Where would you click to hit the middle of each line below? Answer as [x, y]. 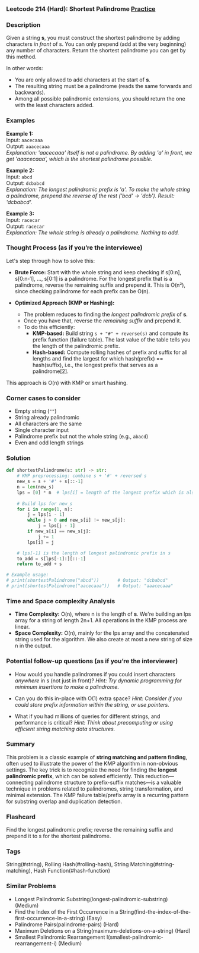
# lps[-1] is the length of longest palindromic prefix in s [94, 553]
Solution [19, 458]
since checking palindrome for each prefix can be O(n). [82, 291]
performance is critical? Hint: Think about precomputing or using [94, 722]
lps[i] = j [41, 542]
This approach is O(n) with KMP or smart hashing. [67, 383]
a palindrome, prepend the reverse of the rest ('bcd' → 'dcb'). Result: [90, 196]
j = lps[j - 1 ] [57, 526]
